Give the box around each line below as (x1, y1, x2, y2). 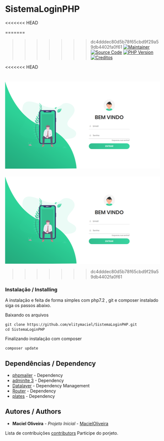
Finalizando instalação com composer (5, 336, 82, 342)
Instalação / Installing (5, 286, 58, 293)
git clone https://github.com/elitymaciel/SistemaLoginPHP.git (5, 322, 137, 327)
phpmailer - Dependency (12, 372, 63, 378)
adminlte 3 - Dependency (12, 378, 64, 383)
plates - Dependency (12, 393, 55, 399)
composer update (5, 346, 38, 351)
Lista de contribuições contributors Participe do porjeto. (5, 430, 119, 436)
